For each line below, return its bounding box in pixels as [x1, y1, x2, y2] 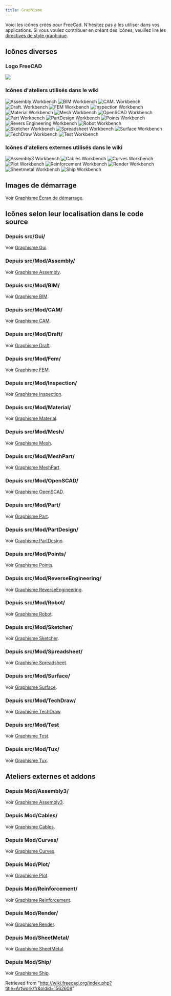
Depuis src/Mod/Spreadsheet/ [5, 648, 83, 655]
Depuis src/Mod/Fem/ [5, 355, 61, 362]
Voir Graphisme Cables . [5, 823, 55, 830]
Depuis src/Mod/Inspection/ [5, 379, 77, 387]
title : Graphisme [5, 7, 42, 13]
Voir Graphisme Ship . [5, 970, 50, 976]
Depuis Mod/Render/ [5, 909, 58, 917]
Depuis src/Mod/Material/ [5, 404, 71, 411]
